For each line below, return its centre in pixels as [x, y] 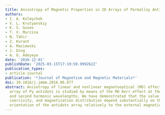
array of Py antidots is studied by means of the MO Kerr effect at [81, 92]
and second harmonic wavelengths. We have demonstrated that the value [84, 96]
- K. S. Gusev [20, 28]
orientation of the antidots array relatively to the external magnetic [85, 105]
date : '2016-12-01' [25, 60]
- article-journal [24, 73]
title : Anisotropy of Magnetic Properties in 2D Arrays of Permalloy [78, 10]
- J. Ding [15, 50]
